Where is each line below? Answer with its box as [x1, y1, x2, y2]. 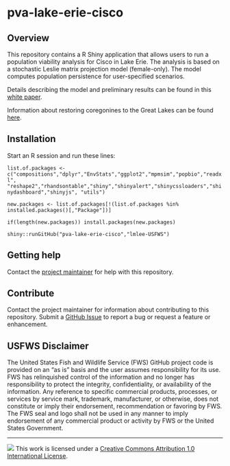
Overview [7, 32, 50, 44]
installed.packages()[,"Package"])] [7, 207, 112, 213]
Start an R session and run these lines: [7, 151, 116, 159]
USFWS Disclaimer [7, 340, 89, 351]
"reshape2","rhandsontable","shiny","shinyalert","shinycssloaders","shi [7, 183, 222, 189]
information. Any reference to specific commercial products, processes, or [7, 388, 218, 396]
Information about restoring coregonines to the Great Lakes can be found [7, 106, 214, 114]
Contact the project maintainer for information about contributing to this [7, 305, 209, 314]
